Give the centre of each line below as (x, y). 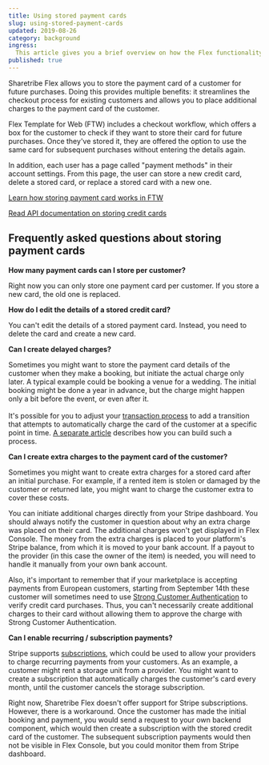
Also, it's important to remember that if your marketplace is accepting (123, 579)
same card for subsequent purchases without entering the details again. (127, 150)
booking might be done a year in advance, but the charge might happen (127, 390)
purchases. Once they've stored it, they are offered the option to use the (127, 141)
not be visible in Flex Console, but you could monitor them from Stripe (124, 745)
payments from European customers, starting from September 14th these (129, 588)
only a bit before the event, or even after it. (79, 399)
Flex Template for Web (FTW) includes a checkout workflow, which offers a (132, 124)
